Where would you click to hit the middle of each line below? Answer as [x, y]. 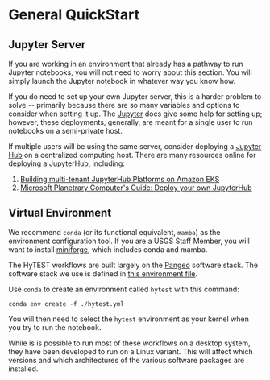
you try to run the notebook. [55, 327]
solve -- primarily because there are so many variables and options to [124, 105]
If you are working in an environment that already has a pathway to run [126, 64]
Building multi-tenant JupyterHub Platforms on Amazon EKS [120, 179]
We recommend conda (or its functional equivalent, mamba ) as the [114, 232]
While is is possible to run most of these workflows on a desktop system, [130, 343]
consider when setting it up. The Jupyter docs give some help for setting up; [135, 114]
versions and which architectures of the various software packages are [127, 360]
